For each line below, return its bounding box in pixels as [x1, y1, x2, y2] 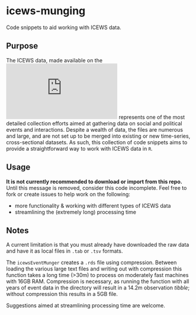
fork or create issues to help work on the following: [6, 190, 130, 198]
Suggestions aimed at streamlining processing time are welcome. [6, 302, 166, 309]
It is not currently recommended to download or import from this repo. [6, 178, 182, 185]
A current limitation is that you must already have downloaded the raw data [6, 241, 189, 249]
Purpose [6, 41, 38, 51]
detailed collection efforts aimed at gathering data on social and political [6, 120, 182, 127]
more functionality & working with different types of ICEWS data [14, 202, 171, 209]
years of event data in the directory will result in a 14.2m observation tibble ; [6, 284, 190, 291]
